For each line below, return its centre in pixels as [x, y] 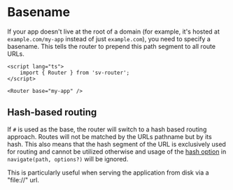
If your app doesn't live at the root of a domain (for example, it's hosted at [114, 31]
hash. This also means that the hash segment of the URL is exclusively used [116, 144]
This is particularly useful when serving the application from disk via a [108, 173]
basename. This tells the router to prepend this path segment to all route [111, 46]
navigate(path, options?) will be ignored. [68, 159]
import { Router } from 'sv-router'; [75, 73]
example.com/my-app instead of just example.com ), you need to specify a [109, 38]
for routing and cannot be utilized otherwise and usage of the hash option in [117, 152]
